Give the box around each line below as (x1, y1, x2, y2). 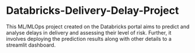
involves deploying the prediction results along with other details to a (6, 35, 172, 42)
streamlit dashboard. (6, 41, 56, 48)
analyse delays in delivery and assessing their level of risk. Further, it (6, 29, 172, 36)
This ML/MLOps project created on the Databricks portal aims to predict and (6, 23, 190, 30)
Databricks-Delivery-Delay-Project (6, 4, 179, 17)
